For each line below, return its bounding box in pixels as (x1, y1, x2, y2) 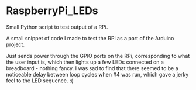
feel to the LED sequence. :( (6, 77, 73, 84)
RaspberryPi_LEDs (6, 4, 98, 18)
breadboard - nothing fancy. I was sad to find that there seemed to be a (6, 64, 178, 71)
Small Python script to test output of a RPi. (6, 23, 108, 30)
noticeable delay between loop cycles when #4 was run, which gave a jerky (6, 71, 189, 78)
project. (6, 41, 25, 48)
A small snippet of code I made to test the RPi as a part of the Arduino (6, 34, 174, 41)
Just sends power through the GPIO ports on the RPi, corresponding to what (6, 52, 190, 59)
